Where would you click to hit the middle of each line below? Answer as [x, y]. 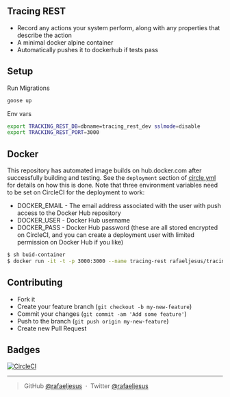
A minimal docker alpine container [65, 42]
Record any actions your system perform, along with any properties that [118, 27]
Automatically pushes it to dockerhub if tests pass [88, 49]
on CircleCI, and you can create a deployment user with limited [106, 235]
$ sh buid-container [37, 255]
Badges [24, 350]
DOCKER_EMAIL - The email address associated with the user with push [119, 206]
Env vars [20, 113]
